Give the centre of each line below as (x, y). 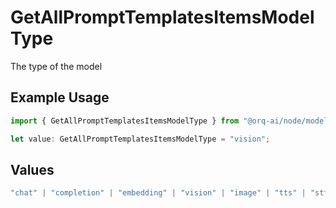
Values (32, 169)
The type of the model (56, 66)
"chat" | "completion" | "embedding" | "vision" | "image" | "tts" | (158, 193)
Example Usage (60, 97)
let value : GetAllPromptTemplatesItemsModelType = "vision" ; (140, 139)
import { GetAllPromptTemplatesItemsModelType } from (125, 121)
